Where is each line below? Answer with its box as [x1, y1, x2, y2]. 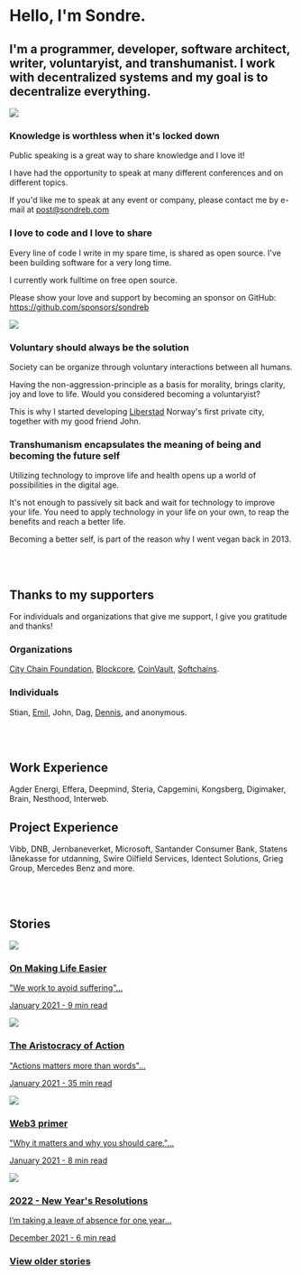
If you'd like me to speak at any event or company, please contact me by [9, 195, 279, 206]
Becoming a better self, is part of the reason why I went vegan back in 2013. [9, 534, 292, 544]
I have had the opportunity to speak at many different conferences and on [9, 168, 284, 179]
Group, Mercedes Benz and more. [9, 863, 135, 874]
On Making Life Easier [9, 962, 107, 974]
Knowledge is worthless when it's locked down [9, 129, 221, 142]
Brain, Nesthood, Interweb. [9, 794, 110, 805]
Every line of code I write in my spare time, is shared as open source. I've [9, 247, 282, 258]
